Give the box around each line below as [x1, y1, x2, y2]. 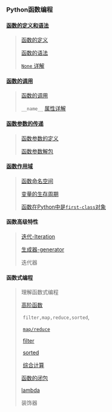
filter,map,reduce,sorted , [22, 313, 90, 321]
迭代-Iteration [21, 232, 56, 240]
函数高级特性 [6, 218, 38, 226]
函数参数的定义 [21, 134, 59, 142]
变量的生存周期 [21, 190, 59, 197]
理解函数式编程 [21, 288, 59, 296]
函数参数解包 [21, 147, 53, 155]
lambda [21, 386, 41, 394]
